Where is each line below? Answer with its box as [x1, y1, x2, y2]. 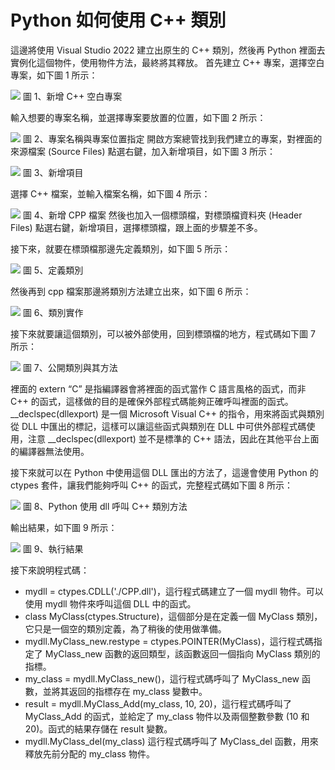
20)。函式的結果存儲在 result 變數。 [24, 722, 173, 735]
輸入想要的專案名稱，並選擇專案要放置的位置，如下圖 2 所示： [10, 111, 267, 123]
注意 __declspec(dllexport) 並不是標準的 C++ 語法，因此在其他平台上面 [27, 432, 320, 445]
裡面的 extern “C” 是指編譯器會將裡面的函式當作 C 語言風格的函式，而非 [10, 382, 307, 395]
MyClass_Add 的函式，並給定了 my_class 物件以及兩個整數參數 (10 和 [24, 710, 310, 722]
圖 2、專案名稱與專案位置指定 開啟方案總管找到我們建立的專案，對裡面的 [22, 132, 323, 145]
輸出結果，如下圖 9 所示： [10, 521, 118, 533]
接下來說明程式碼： [10, 564, 90, 576]
